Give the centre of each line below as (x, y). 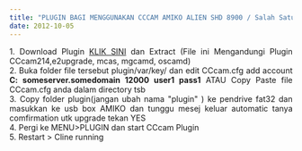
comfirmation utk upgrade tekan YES (78, 118)
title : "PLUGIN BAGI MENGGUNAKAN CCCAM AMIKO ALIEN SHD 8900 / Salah (142, 17)
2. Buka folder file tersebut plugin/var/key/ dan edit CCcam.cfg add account (151, 70)
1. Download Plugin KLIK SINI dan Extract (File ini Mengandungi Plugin (151, 51)
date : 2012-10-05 (42, 26)
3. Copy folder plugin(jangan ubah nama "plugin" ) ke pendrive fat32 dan (151, 98)
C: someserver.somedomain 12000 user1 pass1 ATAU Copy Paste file (151, 80)
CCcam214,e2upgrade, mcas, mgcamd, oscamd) (100, 61)
